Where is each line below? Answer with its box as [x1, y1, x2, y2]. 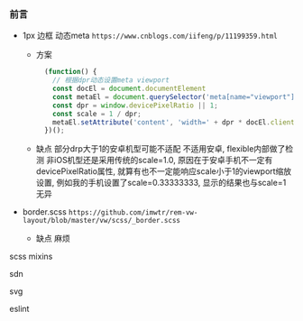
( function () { [43, 68, 97, 77]
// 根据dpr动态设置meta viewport [52, 76, 170, 85]
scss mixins [9, 251, 53, 262]
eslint [9, 304, 30, 315]
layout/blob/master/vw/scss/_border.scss [22, 216, 180, 225]
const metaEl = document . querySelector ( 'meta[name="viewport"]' [52, 92, 299, 101]
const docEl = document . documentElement [52, 84, 207, 94]
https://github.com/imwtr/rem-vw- [69, 208, 198, 217]
